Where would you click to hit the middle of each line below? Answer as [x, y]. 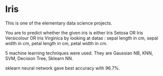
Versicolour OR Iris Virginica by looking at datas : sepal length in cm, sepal [82, 38]
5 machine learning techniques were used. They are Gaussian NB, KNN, [79, 53]
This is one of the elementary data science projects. [59, 23]
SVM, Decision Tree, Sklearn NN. [39, 58]
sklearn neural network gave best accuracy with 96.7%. [62, 68]
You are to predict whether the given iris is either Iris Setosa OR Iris [74, 32]
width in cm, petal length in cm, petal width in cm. [56, 43]
